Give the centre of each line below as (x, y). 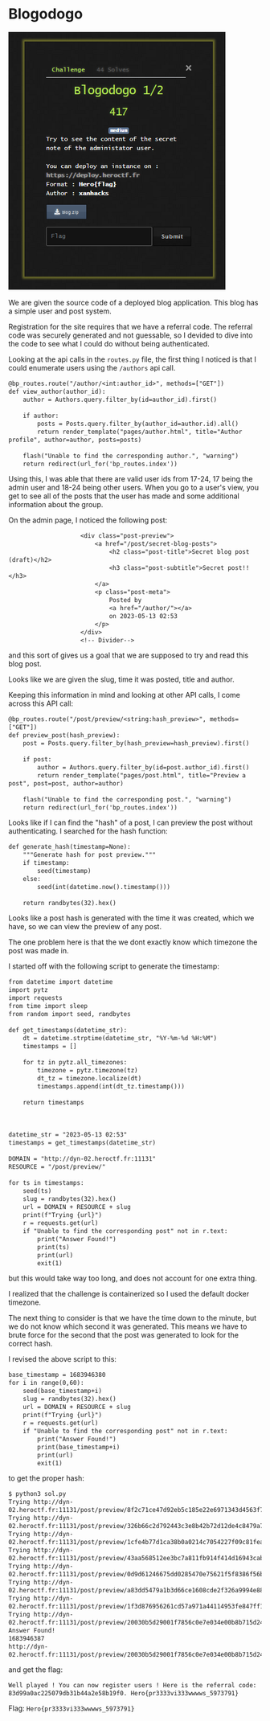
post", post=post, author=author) (66, 783)
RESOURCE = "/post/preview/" (57, 1166)
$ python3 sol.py (37, 1494)
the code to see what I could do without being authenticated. (109, 343)
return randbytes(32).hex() (70, 903)
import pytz (28, 990)
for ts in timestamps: (46, 1182)
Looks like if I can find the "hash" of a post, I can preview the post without (131, 822)
